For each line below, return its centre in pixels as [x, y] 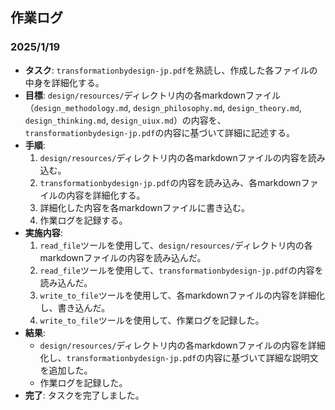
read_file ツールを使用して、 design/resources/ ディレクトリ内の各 [176, 245]
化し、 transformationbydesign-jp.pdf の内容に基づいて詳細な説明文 [179, 357]
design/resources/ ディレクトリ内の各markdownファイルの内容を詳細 [182, 345]
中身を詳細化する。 [64, 82]
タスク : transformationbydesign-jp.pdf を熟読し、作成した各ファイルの [171, 70]
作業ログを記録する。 [83, 220]
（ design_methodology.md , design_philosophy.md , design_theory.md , [163, 107]
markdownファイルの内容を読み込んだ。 [123, 257]
